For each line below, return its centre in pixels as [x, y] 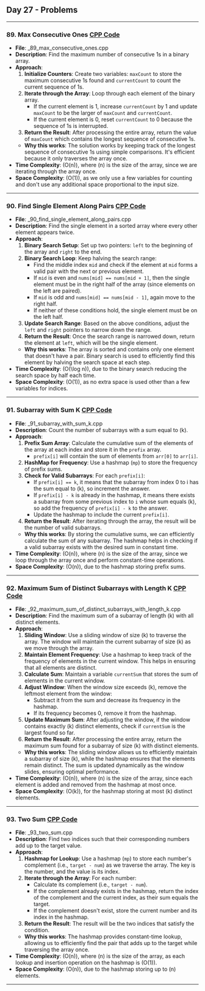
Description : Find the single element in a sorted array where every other [106, 226]
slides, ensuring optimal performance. [72, 772]
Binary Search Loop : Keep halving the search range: [90, 258]
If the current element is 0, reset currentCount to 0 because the [113, 119]
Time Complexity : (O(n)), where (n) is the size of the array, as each [100, 956]
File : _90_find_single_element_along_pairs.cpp [73, 219]
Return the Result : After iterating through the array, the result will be [110, 521]
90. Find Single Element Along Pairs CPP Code [76, 206]
